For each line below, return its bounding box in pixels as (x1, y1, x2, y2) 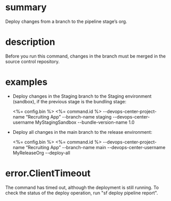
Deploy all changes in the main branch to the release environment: (12, 129, 152, 135)
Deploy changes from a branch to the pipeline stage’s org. (5, 18, 128, 24)
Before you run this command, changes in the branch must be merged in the (5, 53, 166, 59)
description (5, 36, 55, 48)
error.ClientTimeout (5, 167, 91, 179)
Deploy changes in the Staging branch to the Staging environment (12, 93, 152, 99)
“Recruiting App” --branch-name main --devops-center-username (26, 144, 166, 150)
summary (5, 2, 47, 13)
